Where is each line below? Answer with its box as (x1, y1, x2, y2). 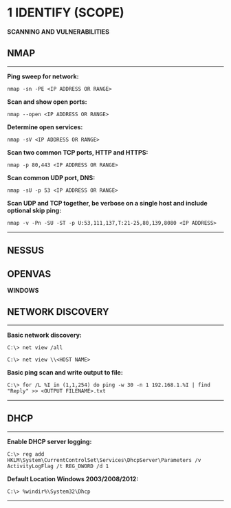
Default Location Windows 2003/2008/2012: (7, 474, 139, 483)
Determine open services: (7, 122, 83, 131)
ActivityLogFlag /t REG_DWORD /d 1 (7, 463, 109, 470)
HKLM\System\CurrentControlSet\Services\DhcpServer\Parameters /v (7, 456, 201, 463)
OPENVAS (7, 268, 52, 280)
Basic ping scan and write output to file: (7, 368, 124, 376)
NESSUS (7, 245, 45, 256)
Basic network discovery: (7, 331, 82, 339)
